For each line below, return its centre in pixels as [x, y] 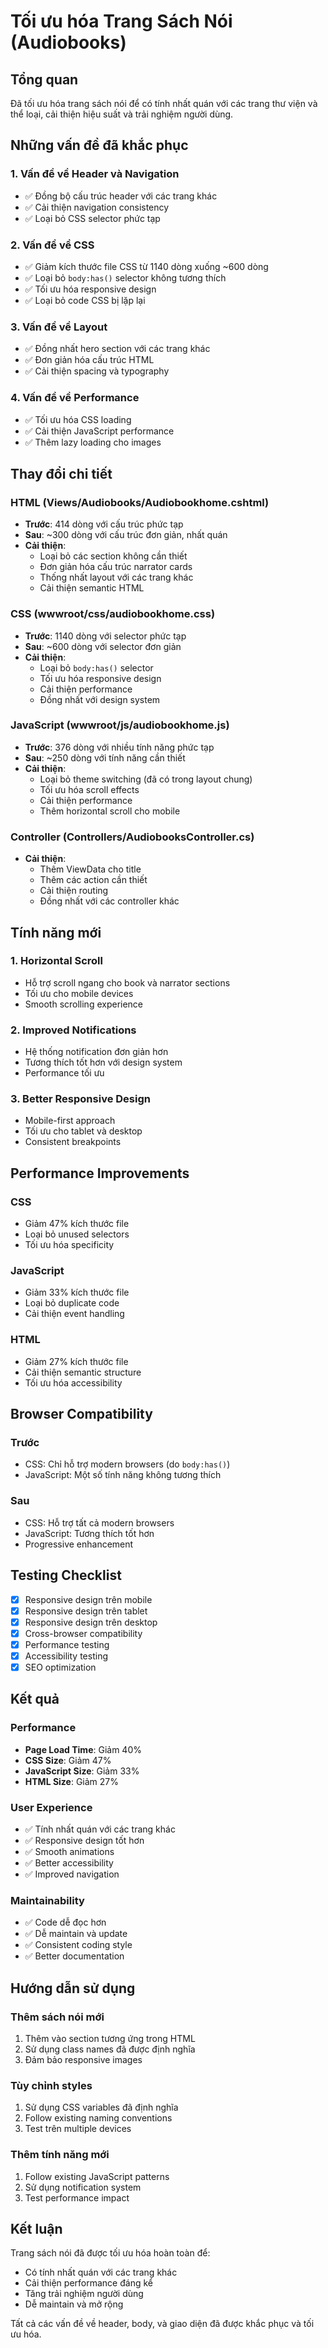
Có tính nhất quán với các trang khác [101, 2272]
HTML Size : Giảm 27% [71, 1781]
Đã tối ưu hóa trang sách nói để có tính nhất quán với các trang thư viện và [164, 103]
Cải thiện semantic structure [83, 1372]
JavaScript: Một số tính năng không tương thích [123, 1475]
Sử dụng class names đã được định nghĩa [110, 2049]
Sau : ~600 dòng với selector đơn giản [103, 646]
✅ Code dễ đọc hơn [65, 1922]
